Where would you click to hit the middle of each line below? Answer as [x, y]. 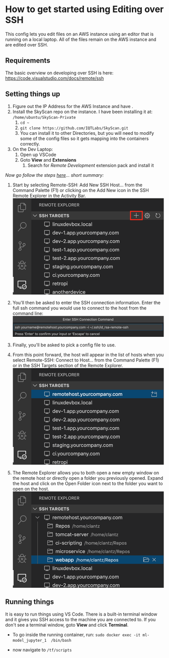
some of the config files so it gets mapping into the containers [84, 138]
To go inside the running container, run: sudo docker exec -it [76, 634]
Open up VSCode [38, 155]
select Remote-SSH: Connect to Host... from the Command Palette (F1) [86, 360]
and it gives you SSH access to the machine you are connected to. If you [80, 619]
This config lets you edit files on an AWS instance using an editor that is [79, 34]
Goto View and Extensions [48, 160]
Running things [30, 602]
